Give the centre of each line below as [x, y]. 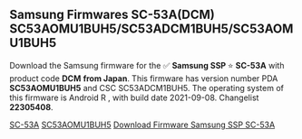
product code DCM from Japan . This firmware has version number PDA [144, 78]
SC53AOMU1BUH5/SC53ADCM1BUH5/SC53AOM [151, 29]
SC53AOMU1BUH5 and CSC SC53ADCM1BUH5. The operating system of [146, 88]
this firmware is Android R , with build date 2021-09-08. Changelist [134, 97]
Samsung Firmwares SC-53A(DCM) [112, 15]
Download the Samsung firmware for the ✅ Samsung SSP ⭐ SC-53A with [147, 65]
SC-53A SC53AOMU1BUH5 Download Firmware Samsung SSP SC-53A [142, 125]
